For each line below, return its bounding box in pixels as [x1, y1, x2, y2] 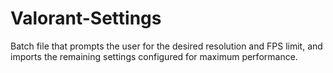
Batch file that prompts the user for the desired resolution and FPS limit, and [10, 40, 323, 52]
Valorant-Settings [10, 7, 162, 30]
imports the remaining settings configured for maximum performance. [10, 50, 298, 62]
